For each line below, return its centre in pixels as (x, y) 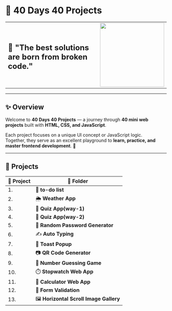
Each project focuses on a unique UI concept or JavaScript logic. (74, 135)
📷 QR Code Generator (63, 253)
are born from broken (48, 57)
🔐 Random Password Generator (74, 225)
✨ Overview (25, 107)
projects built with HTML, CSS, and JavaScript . (56, 125)
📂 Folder (78, 181)
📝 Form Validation (58, 290)
